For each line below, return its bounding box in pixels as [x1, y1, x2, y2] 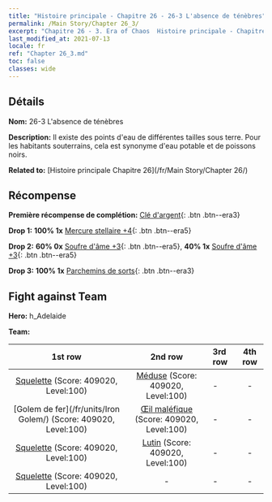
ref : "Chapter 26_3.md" [8, 50, 89, 58]
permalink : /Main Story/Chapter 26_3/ [8, 19, 139, 28]
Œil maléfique [140, 404, 193, 415]
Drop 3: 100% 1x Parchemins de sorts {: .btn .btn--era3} [8, 266, 195, 276]
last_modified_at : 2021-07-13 [8, 34, 111, 43]
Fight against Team [8, 289, 108, 303]
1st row [51, 351, 83, 362]
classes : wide [8, 65, 57, 73]
